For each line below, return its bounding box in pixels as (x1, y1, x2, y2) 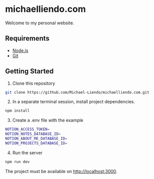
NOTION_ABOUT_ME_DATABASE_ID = (5, 136, 68, 141)
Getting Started (5, 67, 54, 75)
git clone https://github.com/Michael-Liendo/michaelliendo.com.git (5, 90, 150, 95)
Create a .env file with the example (12, 118, 84, 123)
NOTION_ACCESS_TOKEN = (5, 127, 50, 132)
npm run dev (5, 159, 30, 164)
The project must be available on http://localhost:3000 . (5, 168, 118, 174)
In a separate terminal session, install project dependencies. (12, 99, 135, 105)
